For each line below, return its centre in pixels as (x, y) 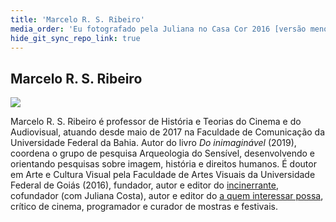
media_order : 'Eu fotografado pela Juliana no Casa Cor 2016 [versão (158, 29)
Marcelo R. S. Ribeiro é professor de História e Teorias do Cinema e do (156, 122)
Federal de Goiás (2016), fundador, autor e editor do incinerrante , (144, 185)
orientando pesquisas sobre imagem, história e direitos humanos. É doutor (163, 164)
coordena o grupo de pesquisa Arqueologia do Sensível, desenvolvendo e (163, 153)
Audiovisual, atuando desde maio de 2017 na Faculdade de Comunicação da (168, 132)
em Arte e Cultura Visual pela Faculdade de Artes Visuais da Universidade (163, 175)
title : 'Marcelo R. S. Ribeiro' (77, 19)
